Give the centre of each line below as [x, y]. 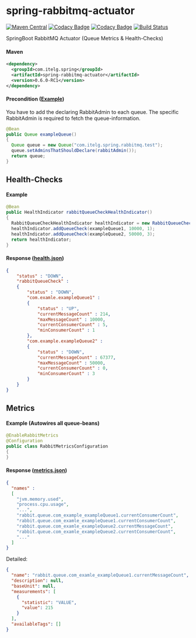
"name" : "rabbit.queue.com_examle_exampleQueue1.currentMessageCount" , [100, 575]
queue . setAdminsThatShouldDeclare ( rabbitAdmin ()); [74, 151]
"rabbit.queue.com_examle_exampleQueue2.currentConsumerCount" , [96, 532]
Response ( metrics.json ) [37, 470]
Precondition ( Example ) [35, 99]
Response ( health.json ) [35, 258]
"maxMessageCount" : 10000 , [71, 320]
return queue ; [28, 156]
